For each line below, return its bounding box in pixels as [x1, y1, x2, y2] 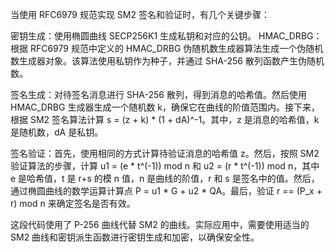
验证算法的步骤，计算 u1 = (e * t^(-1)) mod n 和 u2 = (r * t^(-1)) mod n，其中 [10, 160, 320, 172]
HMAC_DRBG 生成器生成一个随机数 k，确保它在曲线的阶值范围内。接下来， [10, 101, 321, 113]
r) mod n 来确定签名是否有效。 [10, 198, 136, 209]
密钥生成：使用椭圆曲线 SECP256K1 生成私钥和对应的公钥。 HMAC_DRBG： [10, 30, 323, 42]
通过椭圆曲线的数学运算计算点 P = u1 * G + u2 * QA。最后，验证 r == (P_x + [10, 185, 323, 197]
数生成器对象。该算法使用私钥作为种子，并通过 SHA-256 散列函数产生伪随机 [10, 55, 325, 67]
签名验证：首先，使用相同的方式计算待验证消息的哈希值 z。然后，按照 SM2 [10, 148, 320, 159]
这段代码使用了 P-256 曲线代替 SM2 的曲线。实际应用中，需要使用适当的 [10, 219, 310, 230]
